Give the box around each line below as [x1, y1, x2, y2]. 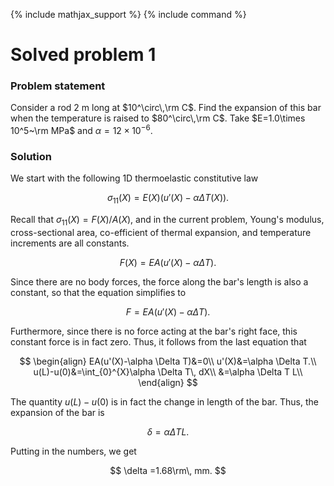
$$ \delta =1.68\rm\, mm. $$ [109, 465, 227, 477]
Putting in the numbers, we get [10, 445, 137, 458]
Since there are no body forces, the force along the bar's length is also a [10, 276, 309, 288]
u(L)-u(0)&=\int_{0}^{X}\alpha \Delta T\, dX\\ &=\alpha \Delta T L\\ [33, 366, 303, 378]
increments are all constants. [10, 237, 130, 249]
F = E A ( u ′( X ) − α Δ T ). [125, 306, 211, 318]
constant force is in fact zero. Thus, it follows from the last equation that [10, 336, 307, 348]
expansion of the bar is [10, 407, 105, 419]
